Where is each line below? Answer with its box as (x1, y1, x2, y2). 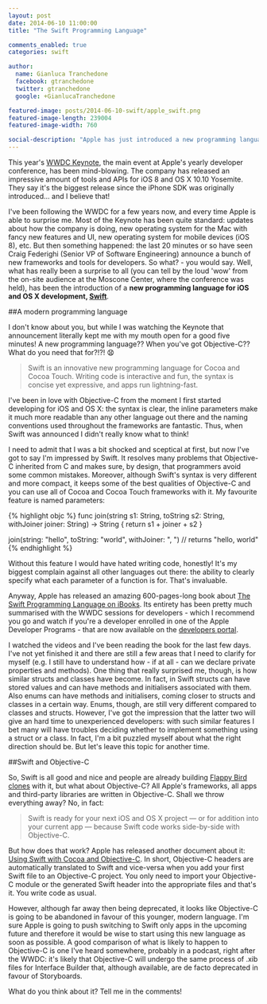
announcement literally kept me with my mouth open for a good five (8, 331, 230, 340)
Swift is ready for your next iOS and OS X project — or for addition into (27, 814, 259, 822)
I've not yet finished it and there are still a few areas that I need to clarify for (8, 649, 257, 658)
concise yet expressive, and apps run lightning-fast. (27, 380, 199, 389)
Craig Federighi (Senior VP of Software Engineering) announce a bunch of (8, 249, 251, 259)
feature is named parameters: (8, 495, 106, 505)
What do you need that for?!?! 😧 (8, 348, 115, 357)
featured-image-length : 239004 (8, 114, 112, 122)
